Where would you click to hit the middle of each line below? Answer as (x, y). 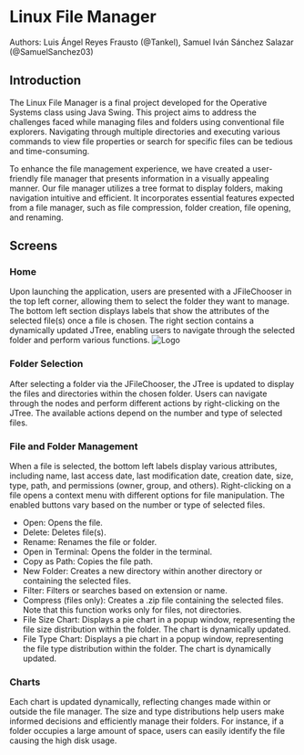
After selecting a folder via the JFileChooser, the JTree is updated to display (152, 383)
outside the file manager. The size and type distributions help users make (147, 712)
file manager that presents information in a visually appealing (155, 178)
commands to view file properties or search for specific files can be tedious (151, 141)
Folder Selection (46, 364)
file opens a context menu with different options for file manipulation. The (147, 496)
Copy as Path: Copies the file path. (87, 561)
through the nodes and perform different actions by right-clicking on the (145, 403)
